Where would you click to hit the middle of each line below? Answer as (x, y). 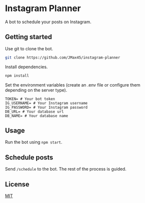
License (17, 184)
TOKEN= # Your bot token (30, 99)
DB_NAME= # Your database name (37, 116)
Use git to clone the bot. (29, 48)
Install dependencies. (26, 67)
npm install (17, 75)
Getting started (29, 37)
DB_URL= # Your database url (34, 112)
